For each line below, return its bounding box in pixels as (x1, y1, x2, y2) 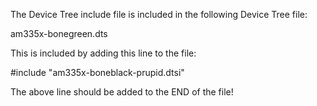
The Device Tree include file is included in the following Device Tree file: (10, 9, 308, 20)
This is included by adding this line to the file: (10, 47, 197, 59)
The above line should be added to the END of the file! (10, 86, 234, 98)
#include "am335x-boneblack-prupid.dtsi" (10, 67, 185, 78)
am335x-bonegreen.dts (10, 28, 108, 39)
